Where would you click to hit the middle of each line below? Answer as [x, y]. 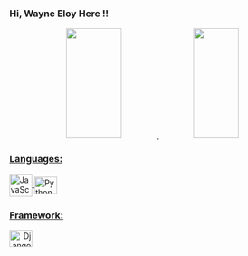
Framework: [37, 215]
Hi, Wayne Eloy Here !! [59, 14]
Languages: [36, 159]
